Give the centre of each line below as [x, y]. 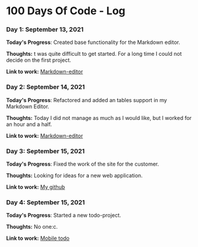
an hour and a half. [29, 124]
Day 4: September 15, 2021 [45, 202]
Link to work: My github [36, 187]
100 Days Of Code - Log [66, 11]
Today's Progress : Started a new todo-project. [64, 216]
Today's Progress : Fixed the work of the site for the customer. [83, 164]
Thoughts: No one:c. [32, 227]
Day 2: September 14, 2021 [45, 87]
